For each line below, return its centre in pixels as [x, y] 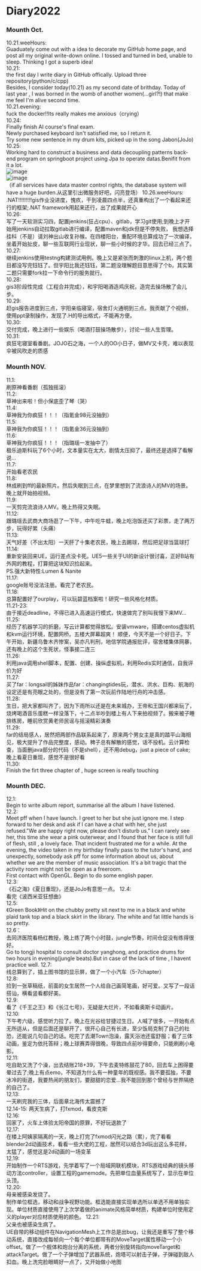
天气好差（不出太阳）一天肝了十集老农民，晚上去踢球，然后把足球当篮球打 [98, 542]
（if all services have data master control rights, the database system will [96, 185]
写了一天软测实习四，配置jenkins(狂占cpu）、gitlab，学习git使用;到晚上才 [95, 222]
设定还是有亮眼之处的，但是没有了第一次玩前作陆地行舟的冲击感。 [87, 692]
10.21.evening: [24, 107]
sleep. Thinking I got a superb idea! [50, 62]
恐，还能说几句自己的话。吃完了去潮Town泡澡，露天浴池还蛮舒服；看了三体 [99, 1036]
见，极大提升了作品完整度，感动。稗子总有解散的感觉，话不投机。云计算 [95, 742]
